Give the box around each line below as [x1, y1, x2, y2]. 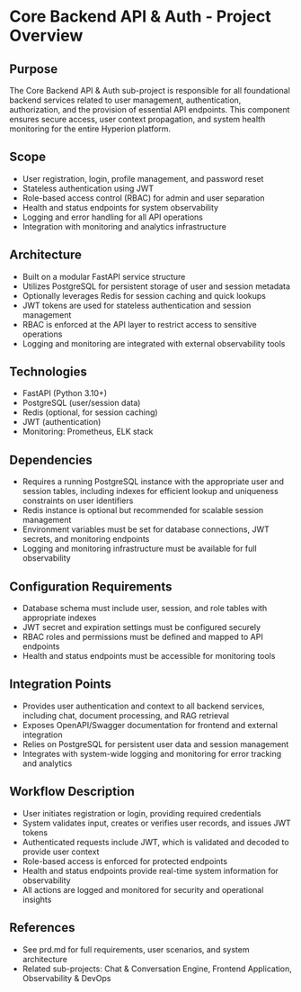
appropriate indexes [22, 612, 97, 623]
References [9, 920, 75, 935]
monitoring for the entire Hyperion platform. [9, 123, 172, 134]
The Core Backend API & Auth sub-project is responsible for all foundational [9, 86, 290, 95]
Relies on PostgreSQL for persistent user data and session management [22, 738, 289, 749]
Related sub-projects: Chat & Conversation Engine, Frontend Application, [22, 963, 292, 974]
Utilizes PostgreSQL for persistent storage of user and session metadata [22, 281, 290, 292]
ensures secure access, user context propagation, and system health [9, 114, 266, 124]
